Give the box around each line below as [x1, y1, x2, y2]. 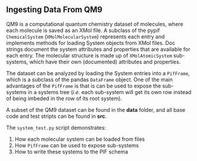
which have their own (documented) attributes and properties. [29, 58, 181, 65]
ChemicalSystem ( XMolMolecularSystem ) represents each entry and [6, 33, 165, 40]
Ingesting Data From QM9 [6, 5, 103, 15]
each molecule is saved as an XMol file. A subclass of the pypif [6, 27, 160, 34]
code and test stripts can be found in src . [6, 112, 107, 120]
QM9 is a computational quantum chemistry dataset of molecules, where [6, 20, 183, 27]
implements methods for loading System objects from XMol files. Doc [6, 39, 176, 46]
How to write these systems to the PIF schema [14, 148, 128, 155]
